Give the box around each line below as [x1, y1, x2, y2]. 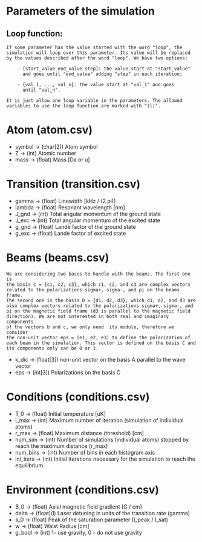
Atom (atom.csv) [6, 123, 93, 137]
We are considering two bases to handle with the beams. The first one [6, 271, 191, 277]
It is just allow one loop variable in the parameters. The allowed [6, 98, 183, 104]
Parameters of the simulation [6, 4, 155, 18]
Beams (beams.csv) [6, 251, 109, 265]
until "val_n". [22, 87, 61, 93]
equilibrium [15, 461, 44, 469]
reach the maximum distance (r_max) [15, 442, 108, 450]
